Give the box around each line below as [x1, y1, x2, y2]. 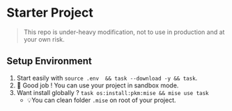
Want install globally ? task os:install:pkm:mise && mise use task [16, 88, 210, 96]
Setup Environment [6, 55, 92, 67]
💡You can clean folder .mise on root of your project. [26, 96, 176, 104]
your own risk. [23, 35, 65, 43]
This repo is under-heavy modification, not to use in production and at [23, 28, 225, 36]
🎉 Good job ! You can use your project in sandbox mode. [16, 81, 179, 89]
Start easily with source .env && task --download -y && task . [16, 74, 198, 82]
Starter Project [6, 5, 93, 21]
